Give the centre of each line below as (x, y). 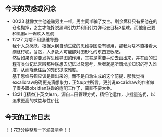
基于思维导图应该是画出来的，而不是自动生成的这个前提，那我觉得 (78, 76)
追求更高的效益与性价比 (36, 100)
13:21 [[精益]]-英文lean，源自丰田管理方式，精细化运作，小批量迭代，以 (84, 94)
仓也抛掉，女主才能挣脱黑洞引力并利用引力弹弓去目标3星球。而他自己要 (84, 27)
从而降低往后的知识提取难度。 (51, 70)
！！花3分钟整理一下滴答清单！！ (38, 130)
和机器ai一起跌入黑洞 (33, 34)
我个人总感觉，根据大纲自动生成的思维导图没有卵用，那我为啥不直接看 (82, 46)
